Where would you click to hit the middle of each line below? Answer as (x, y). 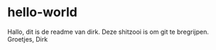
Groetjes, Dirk (28, 39)
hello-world (43, 12)
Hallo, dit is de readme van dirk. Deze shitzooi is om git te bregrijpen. (108, 32)
